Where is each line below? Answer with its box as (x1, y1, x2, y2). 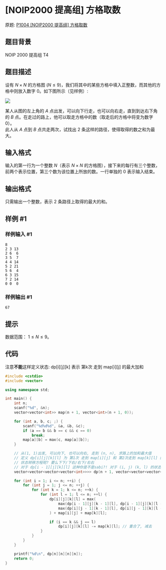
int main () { (5, 396, 32, 401)
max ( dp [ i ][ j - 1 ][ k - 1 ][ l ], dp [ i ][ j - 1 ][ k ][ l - (58, 506, 163, 511)
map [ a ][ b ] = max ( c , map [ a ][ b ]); (23, 437, 90, 442)
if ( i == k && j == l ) (49, 519, 96, 524)
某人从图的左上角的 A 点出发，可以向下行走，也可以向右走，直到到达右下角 (5, 107, 158, 114)
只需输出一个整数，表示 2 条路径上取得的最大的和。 (5, 199, 110, 205)
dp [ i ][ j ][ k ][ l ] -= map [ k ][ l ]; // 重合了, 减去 (58, 524, 152, 529)
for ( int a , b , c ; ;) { (14, 419, 63, 424)
